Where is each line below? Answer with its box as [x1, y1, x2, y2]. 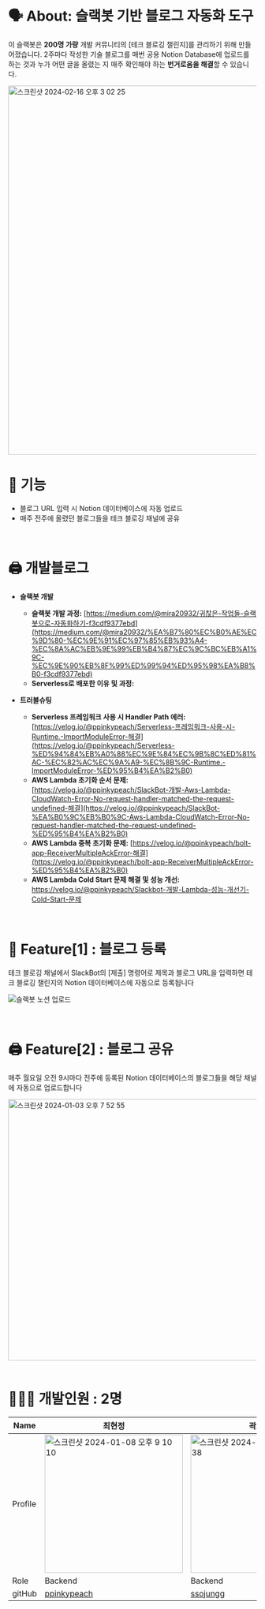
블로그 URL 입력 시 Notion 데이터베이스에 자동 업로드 [19, 503, 184, 513]
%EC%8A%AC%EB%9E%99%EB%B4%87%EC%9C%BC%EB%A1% [31, 644, 257, 653]
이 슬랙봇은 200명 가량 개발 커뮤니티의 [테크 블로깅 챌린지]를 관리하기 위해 [8, 39, 237, 49]
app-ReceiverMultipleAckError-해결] [31, 848, 148, 857]
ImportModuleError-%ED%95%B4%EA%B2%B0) [31, 766, 193, 775]
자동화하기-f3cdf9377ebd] [54, 618, 138, 628]
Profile [12, 1498, 37, 1509]
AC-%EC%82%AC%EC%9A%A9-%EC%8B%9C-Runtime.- [31, 757, 226, 767]
